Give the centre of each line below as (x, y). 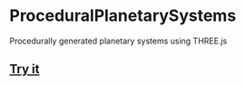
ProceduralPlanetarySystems (123, 16)
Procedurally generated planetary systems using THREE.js (118, 41)
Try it (24, 69)
